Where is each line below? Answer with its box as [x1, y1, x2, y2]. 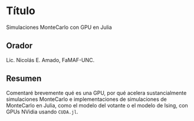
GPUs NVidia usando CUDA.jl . [6, 108, 78, 115]
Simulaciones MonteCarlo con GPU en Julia [6, 24, 112, 31]
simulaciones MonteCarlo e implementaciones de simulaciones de [6, 96, 167, 103]
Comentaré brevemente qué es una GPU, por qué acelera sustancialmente [6, 89, 187, 96]
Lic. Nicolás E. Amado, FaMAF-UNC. [6, 56, 95, 63]
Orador [6, 41, 33, 51]
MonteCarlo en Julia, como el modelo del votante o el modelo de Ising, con [6, 102, 189, 109]
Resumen [6, 74, 42, 84]
